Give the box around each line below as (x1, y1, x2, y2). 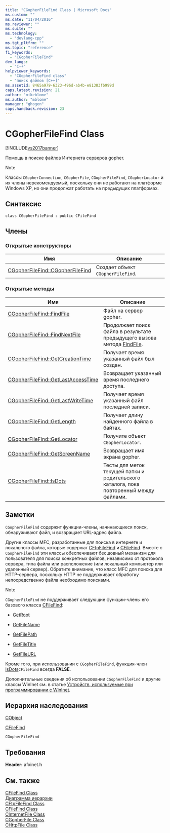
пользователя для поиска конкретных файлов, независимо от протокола (5, 555, 163, 561)
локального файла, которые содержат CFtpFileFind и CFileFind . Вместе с (5, 544, 163, 550)
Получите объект (103, 432, 146, 439)
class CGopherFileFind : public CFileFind (5, 213, 96, 218)
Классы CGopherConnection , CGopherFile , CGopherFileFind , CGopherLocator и (5, 174, 163, 180)
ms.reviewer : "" (5, 21, 39, 27)
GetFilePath (12, 631, 37, 637)
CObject (5, 715, 23, 721)
